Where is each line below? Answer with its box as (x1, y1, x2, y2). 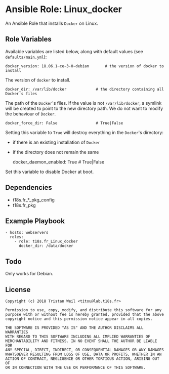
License (5, 285, 31, 294)
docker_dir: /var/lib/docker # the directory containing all (5, 87, 164, 92)
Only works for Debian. (5, 271, 54, 277)
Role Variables (5, 35, 52, 44)
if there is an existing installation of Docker (12, 139, 100, 145)
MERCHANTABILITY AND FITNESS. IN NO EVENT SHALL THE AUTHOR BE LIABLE (5, 339, 157, 344)
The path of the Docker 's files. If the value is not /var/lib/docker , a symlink (5, 100, 162, 106)
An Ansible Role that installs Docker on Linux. (5, 20, 99, 26)
